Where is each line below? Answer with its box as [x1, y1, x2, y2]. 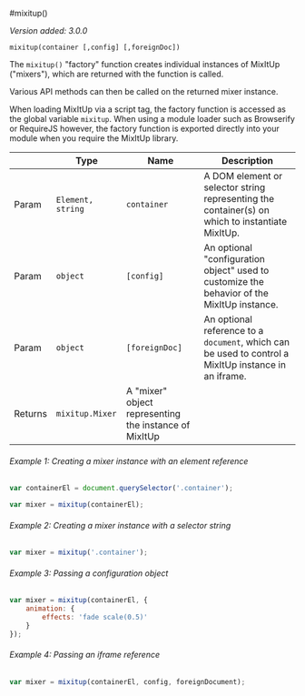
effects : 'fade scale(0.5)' [42, 612, 148, 621]
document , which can [203, 336, 290, 348]
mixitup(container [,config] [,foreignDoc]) [9, 43, 181, 52]
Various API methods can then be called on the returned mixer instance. [9, 86, 279, 96]
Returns [14, 408, 48, 419]
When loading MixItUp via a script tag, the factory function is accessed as [9, 104, 286, 115]
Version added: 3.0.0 [9, 25, 88, 35]
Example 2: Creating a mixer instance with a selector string [9, 519, 231, 530]
